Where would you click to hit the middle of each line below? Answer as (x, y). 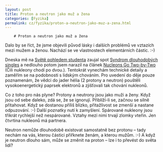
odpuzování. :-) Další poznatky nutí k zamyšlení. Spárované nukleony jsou (79, 110)
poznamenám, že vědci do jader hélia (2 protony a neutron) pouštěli (73, 80)
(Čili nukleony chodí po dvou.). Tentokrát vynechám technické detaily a (76, 70)
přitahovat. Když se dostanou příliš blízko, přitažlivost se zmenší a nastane (80, 105)
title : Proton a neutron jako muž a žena (48, 14)
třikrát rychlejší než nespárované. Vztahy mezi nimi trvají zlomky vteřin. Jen (81, 115)
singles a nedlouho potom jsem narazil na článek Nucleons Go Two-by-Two (81, 65)
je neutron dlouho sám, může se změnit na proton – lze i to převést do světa (81, 140)
